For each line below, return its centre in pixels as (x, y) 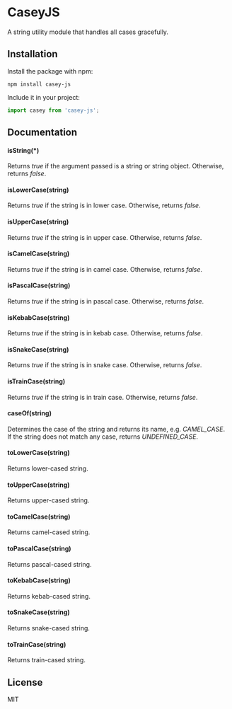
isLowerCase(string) (38, 190)
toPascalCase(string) (40, 548)
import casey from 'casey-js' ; (53, 110)
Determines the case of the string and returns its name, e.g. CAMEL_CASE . (116, 429)
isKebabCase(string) (39, 317)
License (25, 682)
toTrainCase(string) (37, 644)
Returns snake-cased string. (49, 628)
